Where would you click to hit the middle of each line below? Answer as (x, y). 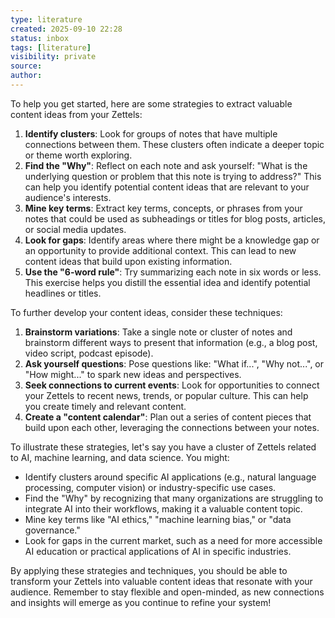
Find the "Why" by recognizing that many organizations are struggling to (174, 498)
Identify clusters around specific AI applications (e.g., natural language (170, 477)
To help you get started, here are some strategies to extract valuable (151, 103)
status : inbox (40, 38)
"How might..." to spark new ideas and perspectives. (133, 374)
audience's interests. (68, 197)
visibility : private (53, 57)
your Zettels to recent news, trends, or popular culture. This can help (166, 395)
